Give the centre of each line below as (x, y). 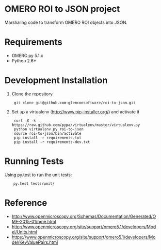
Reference (26, 203)
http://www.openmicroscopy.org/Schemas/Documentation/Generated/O (84, 216)
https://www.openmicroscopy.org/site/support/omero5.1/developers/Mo (83, 237)
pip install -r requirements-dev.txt (52, 142)
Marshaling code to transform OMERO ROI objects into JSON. (66, 22)
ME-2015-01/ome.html (34, 221)
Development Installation (56, 80)
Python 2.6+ (24, 61)
